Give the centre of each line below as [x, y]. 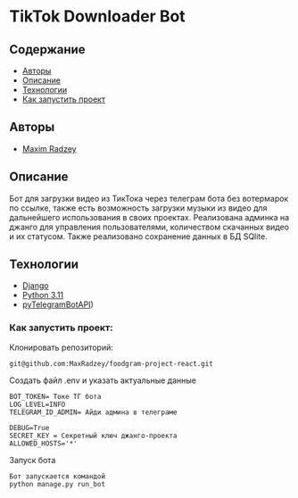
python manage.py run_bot [57, 484]
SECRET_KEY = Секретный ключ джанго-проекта [93, 436]
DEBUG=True [29, 427]
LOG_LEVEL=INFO [37, 404]
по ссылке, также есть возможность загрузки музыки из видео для [138, 208]
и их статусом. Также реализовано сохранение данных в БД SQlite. [138, 236]
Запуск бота [33, 460]
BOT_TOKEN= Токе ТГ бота [55, 396]
